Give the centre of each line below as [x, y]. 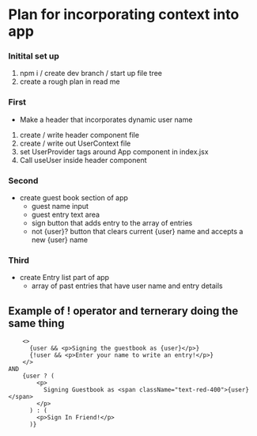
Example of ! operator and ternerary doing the [123, 311]
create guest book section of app [74, 198]
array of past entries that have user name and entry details [127, 286]
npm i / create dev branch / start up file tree [91, 74]
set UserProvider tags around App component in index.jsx [114, 151]
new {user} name [60, 240]
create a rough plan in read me [70, 82]
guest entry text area [66, 214]
